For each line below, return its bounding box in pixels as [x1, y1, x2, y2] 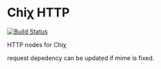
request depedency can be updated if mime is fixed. [7, 53, 155, 62]
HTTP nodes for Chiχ [7, 40, 67, 49]
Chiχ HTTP [7, 5, 70, 20]
